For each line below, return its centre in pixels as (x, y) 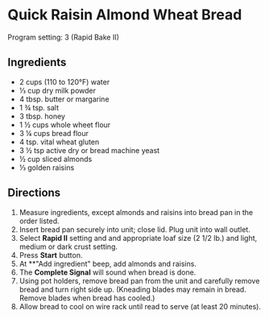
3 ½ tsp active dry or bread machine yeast (89, 150)
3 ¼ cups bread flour (54, 133)
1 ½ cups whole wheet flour (65, 124)
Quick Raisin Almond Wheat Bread (125, 15)
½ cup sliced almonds (56, 159)
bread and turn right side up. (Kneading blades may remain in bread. (132, 289)
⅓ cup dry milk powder (58, 90)
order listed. (39, 221)
